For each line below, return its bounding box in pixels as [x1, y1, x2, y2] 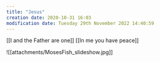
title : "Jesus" [6, 9, 45, 15]
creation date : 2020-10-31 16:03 [6, 15, 92, 21]
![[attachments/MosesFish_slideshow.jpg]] [6, 49, 113, 56]
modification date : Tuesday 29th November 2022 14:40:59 [6, 20, 155, 26]
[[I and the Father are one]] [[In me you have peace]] [6, 37, 139, 44]
